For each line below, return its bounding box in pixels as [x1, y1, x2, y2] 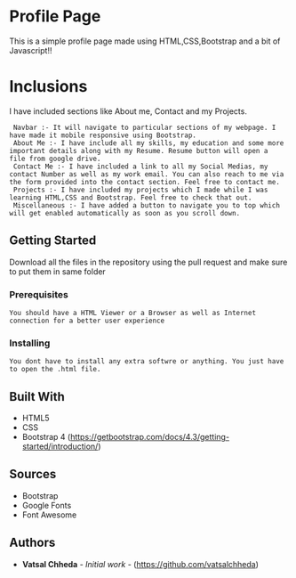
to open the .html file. [9, 365, 101, 374]
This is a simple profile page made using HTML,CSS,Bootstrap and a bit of [9, 36, 281, 46]
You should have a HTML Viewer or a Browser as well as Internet [9, 308, 256, 317]
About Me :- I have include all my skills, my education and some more [12, 138, 284, 148]
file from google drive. [9, 154, 101, 163]
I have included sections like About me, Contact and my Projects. [9, 105, 247, 117]
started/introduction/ [21, 441, 99, 452]
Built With [9, 389, 65, 404]
